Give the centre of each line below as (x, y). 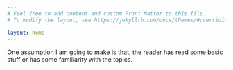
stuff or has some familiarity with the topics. (70, 60)
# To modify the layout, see (49, 20)
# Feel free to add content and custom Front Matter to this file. (107, 14)
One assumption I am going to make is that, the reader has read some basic (115, 52)
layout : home (26, 33)
